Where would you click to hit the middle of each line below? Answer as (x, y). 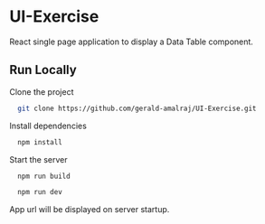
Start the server (38, 159)
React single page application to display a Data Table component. (131, 42)
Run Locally (43, 70)
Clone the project (42, 91)
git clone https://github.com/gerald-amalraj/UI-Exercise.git (137, 108)
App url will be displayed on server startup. (90, 210)
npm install (40, 142)
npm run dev (40, 192)
